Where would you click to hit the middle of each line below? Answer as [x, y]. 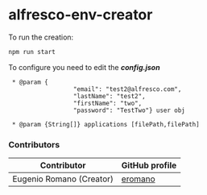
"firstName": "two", [108, 103]
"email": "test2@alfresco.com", [127, 89]
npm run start [32, 52]
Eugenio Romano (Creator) [63, 179]
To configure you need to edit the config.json [84, 67]
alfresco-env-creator [81, 15]
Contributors [34, 144]
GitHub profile [149, 165]
